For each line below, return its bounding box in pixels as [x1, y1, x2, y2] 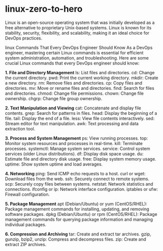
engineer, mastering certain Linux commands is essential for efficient [5, 50, 144, 56]
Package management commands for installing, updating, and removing [5, 206, 149, 212]
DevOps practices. [5, 35, 42, 41]
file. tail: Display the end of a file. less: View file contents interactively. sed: [5, 115, 155, 121]
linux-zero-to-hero [5, 3, 83, 15]
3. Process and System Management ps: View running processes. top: [5, 135, 148, 141]
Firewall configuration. [5, 191, 50, 197]
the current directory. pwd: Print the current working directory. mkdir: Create [5, 75, 159, 81]
